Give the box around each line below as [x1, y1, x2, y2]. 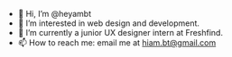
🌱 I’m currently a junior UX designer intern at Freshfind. [17, 28, 224, 37]
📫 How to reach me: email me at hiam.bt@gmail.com [17, 37, 217, 48]
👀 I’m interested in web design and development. [17, 18, 200, 28]
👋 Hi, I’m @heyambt [17, 9, 92, 19]
